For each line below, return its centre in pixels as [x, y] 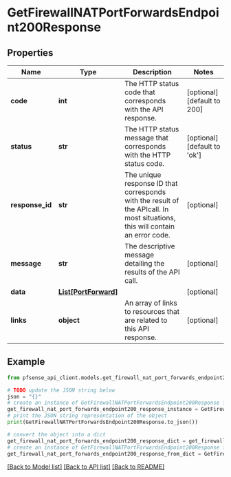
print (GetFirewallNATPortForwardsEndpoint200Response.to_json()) [102, 422]
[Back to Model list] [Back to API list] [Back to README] [86, 467]
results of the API [152, 272]
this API [137, 329]
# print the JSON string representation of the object [87, 416]
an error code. [147, 235]
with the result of [152, 201]
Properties [30, 53]
